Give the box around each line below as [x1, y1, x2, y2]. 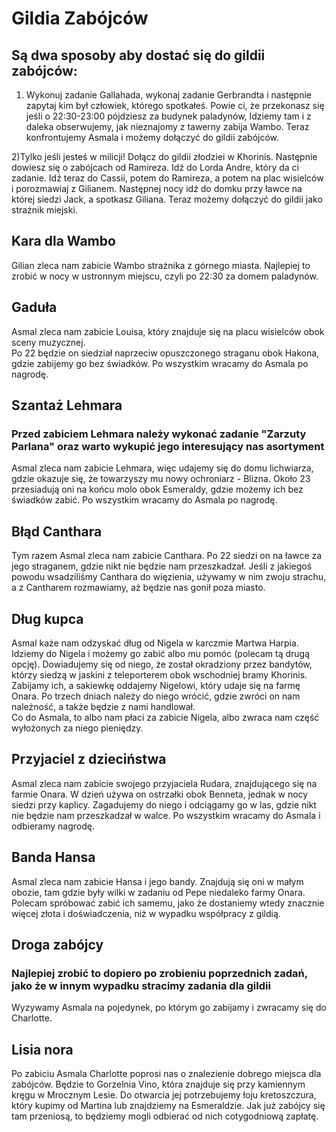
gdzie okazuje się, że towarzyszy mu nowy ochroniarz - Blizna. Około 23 [11, 473, 311, 485]
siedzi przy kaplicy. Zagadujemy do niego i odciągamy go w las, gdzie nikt [11, 798, 317, 811]
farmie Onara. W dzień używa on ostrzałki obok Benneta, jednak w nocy [11, 788, 309, 800]
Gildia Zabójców [11, 7, 149, 30]
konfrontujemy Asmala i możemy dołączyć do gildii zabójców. [25, 132, 280, 143]
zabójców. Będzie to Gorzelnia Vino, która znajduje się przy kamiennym [11, 1078, 306, 1091]
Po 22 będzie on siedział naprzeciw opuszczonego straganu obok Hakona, [11, 347, 320, 359]
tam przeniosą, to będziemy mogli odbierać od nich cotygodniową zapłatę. [11, 1110, 319, 1122]
